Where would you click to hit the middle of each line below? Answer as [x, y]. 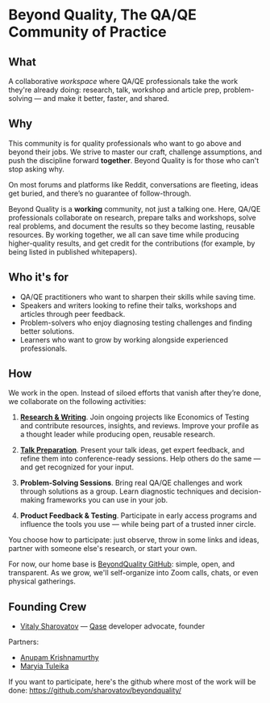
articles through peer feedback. [73, 314]
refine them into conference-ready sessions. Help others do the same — [140, 459]
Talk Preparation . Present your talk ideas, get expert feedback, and [132, 450]
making [32, 500]
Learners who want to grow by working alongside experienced [124, 339]
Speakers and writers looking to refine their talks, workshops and [128, 305]
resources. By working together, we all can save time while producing [124, 234]
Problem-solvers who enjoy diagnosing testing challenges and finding [136, 322]
